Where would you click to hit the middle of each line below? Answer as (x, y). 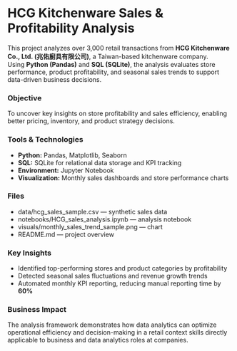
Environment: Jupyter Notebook (66, 170)
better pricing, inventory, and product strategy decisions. (91, 121)
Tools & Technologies (45, 140)
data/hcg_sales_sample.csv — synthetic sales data (92, 211)
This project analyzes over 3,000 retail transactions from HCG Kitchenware (118, 48)
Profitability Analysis (71, 28)
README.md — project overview (66, 234)
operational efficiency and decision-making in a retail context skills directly (117, 332)
